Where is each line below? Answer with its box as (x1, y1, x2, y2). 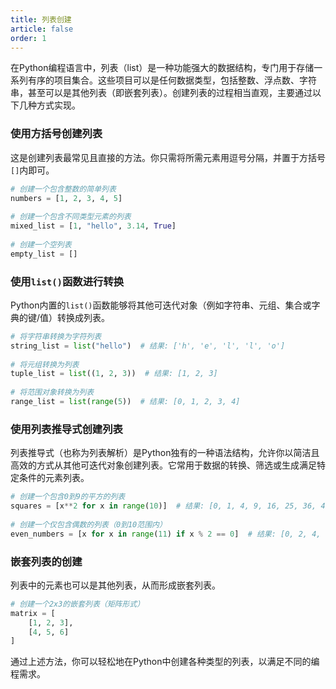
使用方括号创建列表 (10, 127, 103, 141)
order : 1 (10, 33, 47, 43)
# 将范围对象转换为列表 (10, 387, 95, 398)
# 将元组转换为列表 (10, 359, 80, 370)
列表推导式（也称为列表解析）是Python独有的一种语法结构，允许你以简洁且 (10, 447, 320, 459)
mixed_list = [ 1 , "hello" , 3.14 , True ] (10, 221, 177, 231)
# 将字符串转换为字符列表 (10, 331, 102, 341)
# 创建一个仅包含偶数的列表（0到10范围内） (10, 519, 167, 530)
